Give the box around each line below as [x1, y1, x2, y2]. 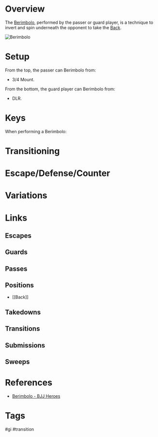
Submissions [5, 341, 45, 350]
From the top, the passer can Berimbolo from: [5, 67, 96, 73]
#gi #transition [5, 426, 34, 432]
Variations [5, 190, 47, 201]
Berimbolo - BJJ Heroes [12, 393, 61, 399]
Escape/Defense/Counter [5, 168, 111, 179]
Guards [5, 248, 28, 256]
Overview [5, 3, 45, 15]
